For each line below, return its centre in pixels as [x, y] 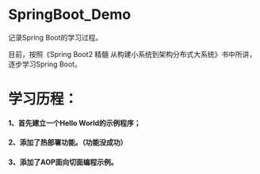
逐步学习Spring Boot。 [45, 64]
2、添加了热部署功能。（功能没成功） [68, 142]
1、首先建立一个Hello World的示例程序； [75, 123]
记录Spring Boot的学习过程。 [55, 37]
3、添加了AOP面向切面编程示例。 [63, 162]
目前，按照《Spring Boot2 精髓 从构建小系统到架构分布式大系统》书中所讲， [132, 54]
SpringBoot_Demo [70, 15]
